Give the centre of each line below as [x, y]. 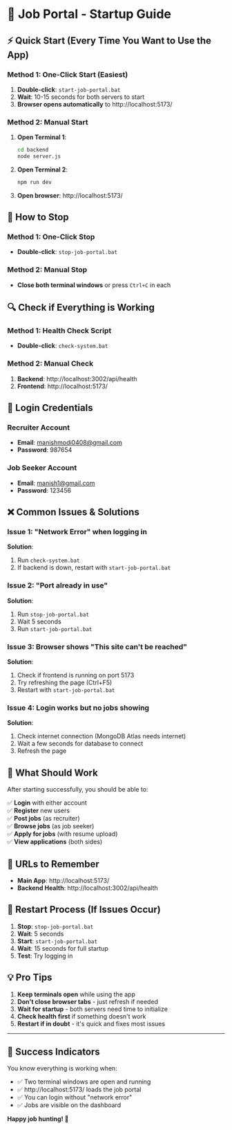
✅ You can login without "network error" [75, 1097]
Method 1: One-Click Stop [51, 237]
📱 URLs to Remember [54, 864]
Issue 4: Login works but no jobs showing [78, 707]
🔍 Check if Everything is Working [81, 308]
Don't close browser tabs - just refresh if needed [88, 1001]
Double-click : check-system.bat [62, 346]
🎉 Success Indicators [54, 1051]
